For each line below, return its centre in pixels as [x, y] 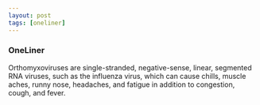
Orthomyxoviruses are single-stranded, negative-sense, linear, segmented [130, 67]
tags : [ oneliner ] [37, 23]
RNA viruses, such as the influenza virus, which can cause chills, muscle [127, 76]
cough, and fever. [37, 92]
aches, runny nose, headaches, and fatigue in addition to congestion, [122, 84]
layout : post [30, 15]
